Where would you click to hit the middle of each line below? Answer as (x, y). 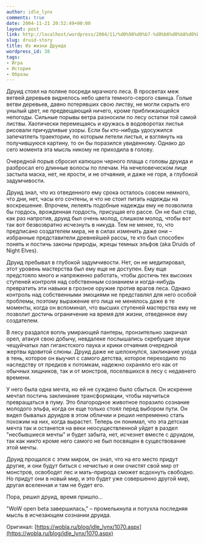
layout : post (23, 29)
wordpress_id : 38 (28, 52)
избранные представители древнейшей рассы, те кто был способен (95, 238)
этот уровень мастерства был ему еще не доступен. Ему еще (87, 269)
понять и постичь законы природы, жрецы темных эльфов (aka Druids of (101, 244)
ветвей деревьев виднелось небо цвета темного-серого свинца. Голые (99, 98)
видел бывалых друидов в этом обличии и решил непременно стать (95, 415)
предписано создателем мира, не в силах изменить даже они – (89, 231)
